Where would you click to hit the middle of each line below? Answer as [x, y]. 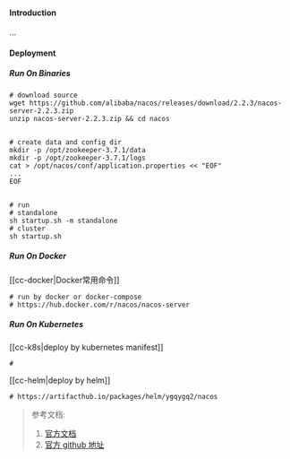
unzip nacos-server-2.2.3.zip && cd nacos [90, 118]
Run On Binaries [40, 74]
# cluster [28, 229]
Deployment [33, 53]
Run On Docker [38, 256]
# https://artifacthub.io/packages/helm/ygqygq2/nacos [114, 396]
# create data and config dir [66, 142]
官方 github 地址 [74, 445]
